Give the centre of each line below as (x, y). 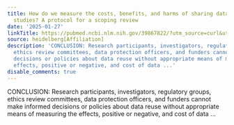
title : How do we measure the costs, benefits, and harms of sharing (110, 14)
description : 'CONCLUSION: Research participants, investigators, (106, 46)
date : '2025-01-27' (36, 26)
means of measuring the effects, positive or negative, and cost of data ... (111, 114)
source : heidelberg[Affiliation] (56, 40)
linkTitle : (23, 33)
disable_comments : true (42, 72)
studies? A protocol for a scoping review (76, 20)
